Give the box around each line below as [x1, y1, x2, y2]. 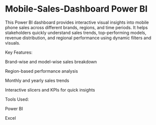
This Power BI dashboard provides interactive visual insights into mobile [5, 19, 149, 25]
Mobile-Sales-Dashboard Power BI [5, 3, 148, 15]
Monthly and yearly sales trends [5, 78, 69, 83]
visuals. [5, 40, 20, 46]
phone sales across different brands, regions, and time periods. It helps [5, 24, 148, 30]
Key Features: [5, 49, 33, 55]
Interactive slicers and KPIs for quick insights [5, 87, 95, 93]
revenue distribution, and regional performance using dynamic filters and [5, 35, 152, 41]
